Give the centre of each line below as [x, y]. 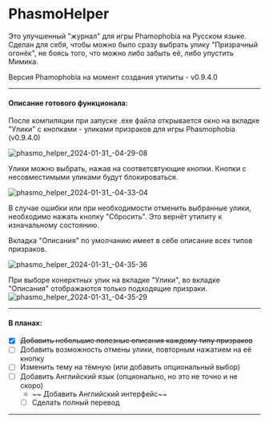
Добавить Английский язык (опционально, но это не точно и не [129, 376]
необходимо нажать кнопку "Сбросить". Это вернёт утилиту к [115, 217]
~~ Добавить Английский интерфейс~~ [100, 393]
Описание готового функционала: [68, 103]
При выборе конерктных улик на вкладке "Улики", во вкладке [114, 280]
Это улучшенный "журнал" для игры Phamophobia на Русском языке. [127, 36]
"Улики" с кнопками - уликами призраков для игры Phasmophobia [122, 130]
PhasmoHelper [59, 14]
